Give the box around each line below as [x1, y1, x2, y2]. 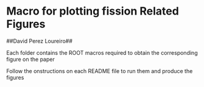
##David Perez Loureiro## [6, 37, 73, 44]
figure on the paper [6, 55, 55, 63]
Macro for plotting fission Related [6, 4, 180, 18]
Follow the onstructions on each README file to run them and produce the [6, 67, 193, 74]
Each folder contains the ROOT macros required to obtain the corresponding [6, 49, 198, 56]
